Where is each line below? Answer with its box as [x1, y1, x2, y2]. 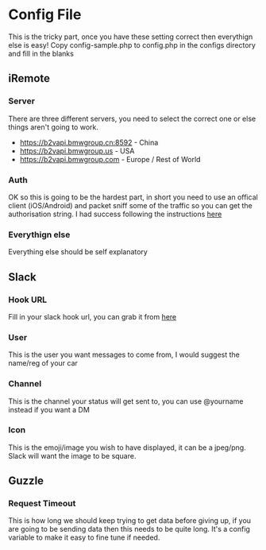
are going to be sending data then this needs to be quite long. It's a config [8, 525, 250, 534]
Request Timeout [8, 498, 76, 509]
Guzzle [8, 474, 44, 488]
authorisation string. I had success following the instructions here [8, 209, 222, 219]
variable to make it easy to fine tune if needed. [8, 533, 160, 542]
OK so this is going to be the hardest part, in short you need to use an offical [8, 192, 258, 202]
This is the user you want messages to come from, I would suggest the [8, 350, 240, 359]
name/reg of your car [8, 358, 78, 368]
